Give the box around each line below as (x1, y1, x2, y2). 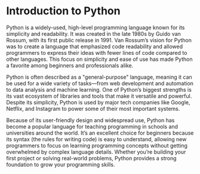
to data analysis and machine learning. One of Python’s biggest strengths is (6, 86, 192, 93)
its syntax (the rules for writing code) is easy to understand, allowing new (6, 135, 187, 142)
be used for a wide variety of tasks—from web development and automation (6, 79, 194, 87)
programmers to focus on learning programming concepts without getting (6, 142, 188, 149)
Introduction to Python (6, 4, 121, 18)
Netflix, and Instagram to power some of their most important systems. (6, 105, 180, 112)
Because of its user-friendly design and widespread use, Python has (6, 116, 175, 123)
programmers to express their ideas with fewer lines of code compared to (6, 49, 187, 56)
